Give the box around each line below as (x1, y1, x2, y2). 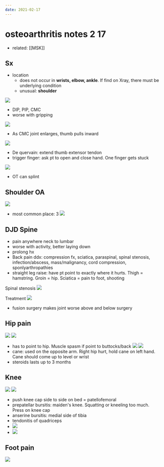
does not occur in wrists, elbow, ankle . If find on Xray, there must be (19, 78, 160, 83)
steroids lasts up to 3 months (12, 359, 71, 365)
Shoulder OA (5, 188, 45, 196)
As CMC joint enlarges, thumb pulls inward (12, 131, 99, 137)
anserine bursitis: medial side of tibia (12, 412, 87, 418)
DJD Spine (5, 225, 38, 233)
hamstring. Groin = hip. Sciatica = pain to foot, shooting (12, 275, 125, 281)
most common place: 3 (12, 211, 59, 217)
